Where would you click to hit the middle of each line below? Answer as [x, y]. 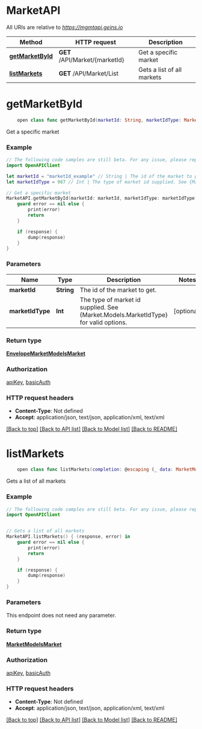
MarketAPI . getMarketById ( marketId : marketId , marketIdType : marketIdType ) [102, 199]
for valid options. [103, 322]
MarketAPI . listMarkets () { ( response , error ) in [68, 537]
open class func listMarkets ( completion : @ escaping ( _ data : [95, 470]
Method [31, 42]
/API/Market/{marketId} [91, 60]
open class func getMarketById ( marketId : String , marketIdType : [99, 120]
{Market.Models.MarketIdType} [124, 314]
